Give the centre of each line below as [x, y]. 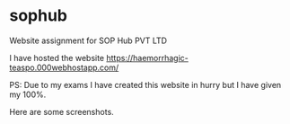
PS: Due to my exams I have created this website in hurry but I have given [145, 84]
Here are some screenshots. [62, 111]
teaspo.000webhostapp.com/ [64, 67]
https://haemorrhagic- [147, 58]
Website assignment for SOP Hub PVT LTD [88, 40]
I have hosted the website [57, 58]
